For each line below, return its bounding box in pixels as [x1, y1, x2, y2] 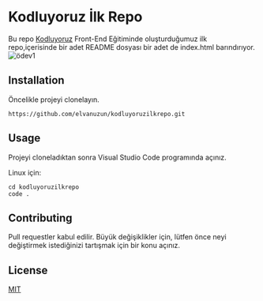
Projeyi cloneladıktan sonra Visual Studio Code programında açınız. [8, 152, 227, 162]
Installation [8, 73, 65, 87]
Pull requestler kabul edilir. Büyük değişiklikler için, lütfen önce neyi [8, 232, 227, 242]
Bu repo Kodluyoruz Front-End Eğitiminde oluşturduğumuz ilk [8, 34, 208, 43]
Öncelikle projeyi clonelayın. [8, 95, 100, 104]
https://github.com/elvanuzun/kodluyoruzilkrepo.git [8, 110, 186, 118]
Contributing [8, 211, 73, 224]
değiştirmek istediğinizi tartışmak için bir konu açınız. [8, 241, 180, 250]
